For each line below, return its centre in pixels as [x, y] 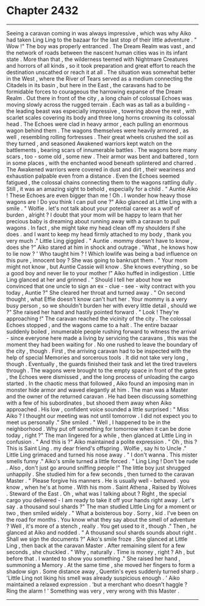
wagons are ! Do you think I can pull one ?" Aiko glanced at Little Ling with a [102, 201]
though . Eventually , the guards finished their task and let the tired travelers [102, 364]
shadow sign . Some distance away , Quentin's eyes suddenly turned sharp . [103, 571]
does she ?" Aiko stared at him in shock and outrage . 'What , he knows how [102, 247]
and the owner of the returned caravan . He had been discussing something [102, 396]
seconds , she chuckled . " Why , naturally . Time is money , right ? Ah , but [101, 552]
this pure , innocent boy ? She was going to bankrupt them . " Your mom [97, 260]
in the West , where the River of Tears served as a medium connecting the [99, 78]
